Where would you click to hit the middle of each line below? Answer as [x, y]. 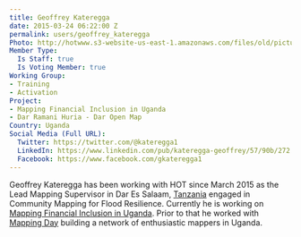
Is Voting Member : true [61, 68]
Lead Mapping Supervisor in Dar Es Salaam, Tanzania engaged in [130, 194]
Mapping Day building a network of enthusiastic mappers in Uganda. [136, 222]
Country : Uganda [39, 126]
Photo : [21, 42]
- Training [30, 84]
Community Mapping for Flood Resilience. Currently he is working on [137, 203]
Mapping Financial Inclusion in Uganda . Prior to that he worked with [134, 213]
